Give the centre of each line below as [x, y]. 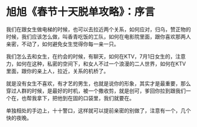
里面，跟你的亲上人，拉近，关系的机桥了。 [57, 71]
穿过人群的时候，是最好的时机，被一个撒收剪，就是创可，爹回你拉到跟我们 [96, 91]
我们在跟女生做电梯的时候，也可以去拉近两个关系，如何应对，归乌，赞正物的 [98, 29]
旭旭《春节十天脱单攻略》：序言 [81, 12]
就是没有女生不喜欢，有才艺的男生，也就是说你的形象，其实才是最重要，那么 [98, 83]
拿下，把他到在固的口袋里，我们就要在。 [86, 98]
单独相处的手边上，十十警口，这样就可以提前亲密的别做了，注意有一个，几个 [98, 110]
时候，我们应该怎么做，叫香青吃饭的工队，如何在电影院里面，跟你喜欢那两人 [98, 36]
